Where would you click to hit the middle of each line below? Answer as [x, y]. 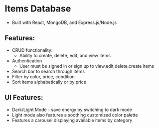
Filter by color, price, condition [43, 76]
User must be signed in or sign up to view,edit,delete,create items [87, 66]
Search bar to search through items [48, 71]
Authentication [27, 61]
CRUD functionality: [32, 50]
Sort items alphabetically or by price [49, 82]
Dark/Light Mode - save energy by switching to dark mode [72, 110]
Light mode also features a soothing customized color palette [75, 115]
